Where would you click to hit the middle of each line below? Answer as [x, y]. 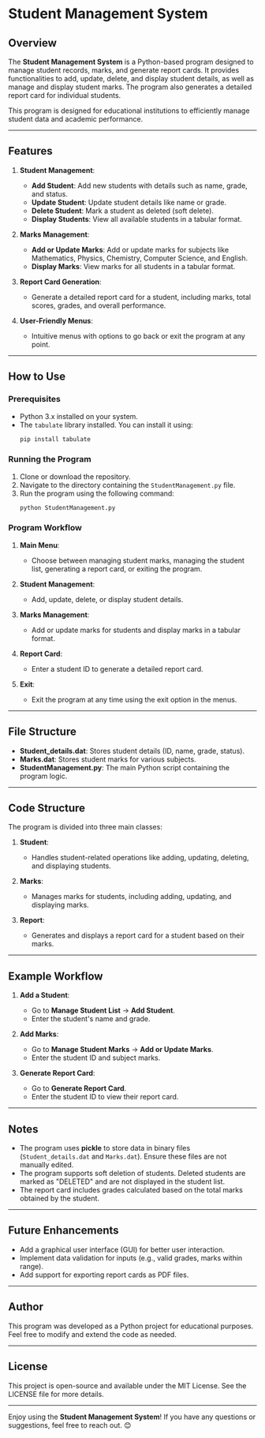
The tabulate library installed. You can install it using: [106, 425]
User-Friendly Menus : [56, 320]
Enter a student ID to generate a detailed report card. [117, 668]
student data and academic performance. [76, 119]
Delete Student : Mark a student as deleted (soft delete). [123, 211]
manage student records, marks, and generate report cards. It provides [124, 70]
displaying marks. [60, 905]
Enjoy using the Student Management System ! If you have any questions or [132, 1417]
